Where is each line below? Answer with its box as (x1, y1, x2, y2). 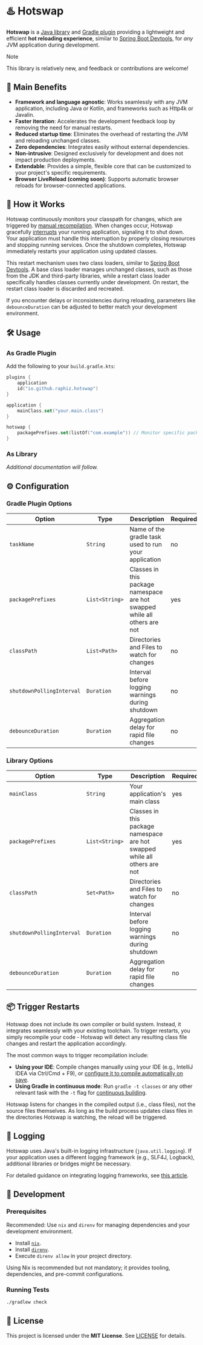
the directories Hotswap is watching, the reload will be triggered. (6, 1113, 167, 1121)
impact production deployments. (14, 156, 97, 163)
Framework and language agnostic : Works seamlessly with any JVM (14, 98, 188, 105)
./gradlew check (6, 1299, 47, 1305)
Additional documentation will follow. (6, 463, 98, 471)
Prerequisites (6, 1207, 47, 1216)
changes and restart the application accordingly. (6, 1040, 127, 1047)
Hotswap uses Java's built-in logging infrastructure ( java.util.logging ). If (6, 1147, 192, 1154)
